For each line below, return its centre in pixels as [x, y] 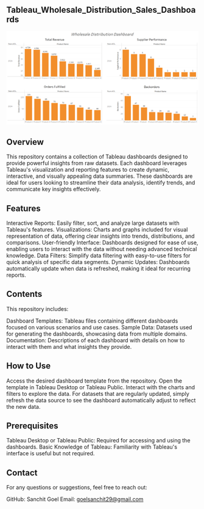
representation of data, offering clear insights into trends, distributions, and [100, 236]
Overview [25, 142]
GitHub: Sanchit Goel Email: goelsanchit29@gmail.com [75, 499]
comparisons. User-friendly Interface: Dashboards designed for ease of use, [102, 243]
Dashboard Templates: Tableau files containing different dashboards [92, 321]
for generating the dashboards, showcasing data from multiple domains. [97, 334]
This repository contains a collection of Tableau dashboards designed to [97, 157]
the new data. [23, 406]
